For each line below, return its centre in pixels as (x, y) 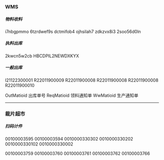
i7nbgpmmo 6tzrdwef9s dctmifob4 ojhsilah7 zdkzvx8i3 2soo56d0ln (73, 31)
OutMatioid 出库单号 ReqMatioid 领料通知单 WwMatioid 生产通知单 (72, 95)
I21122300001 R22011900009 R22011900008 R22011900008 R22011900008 (82, 80)
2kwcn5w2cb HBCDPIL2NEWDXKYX (42, 56)
